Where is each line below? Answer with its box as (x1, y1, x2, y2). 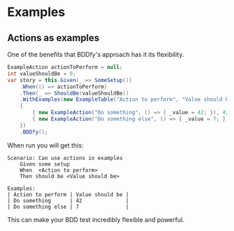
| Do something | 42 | (7, 197, 130, 204)
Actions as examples (7, 32, 100, 44)
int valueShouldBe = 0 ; (7, 70, 77, 77)
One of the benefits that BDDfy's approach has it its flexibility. (7, 50, 185, 58)
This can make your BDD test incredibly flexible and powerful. (7, 215, 185, 223)
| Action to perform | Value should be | (7, 191, 130, 198)
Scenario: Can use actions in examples (7, 154, 123, 161)
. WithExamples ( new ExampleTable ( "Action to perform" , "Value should (19, 96, 223, 103)
